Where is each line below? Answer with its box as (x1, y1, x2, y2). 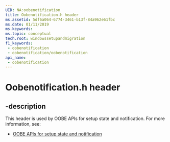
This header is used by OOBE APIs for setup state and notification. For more (5, 115, 165, 122)
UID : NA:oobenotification (5, 7, 60, 13)
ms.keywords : (5, 27, 33, 32)
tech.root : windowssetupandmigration (5, 36, 86, 41)
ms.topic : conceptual (5, 31, 52, 36)
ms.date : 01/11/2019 (5, 21, 50, 27)
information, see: (5, 121, 41, 127)
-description (5, 102, 46, 110)
